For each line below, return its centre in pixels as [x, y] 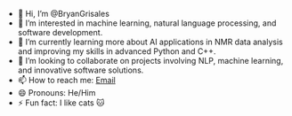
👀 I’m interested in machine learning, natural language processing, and [147, 23]
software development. [60, 32]
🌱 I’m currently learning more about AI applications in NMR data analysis [150, 42]
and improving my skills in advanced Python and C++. [117, 51]
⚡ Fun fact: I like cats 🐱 [61, 103]
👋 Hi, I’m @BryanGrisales [63, 14]
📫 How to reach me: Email [66, 80]
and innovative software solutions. [81, 70]
